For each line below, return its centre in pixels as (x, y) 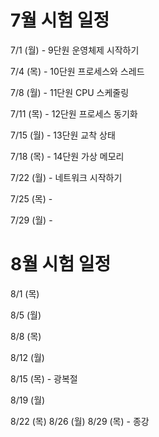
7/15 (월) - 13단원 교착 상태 (63, 135)
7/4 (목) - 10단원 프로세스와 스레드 (77, 71)
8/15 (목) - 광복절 (44, 378)
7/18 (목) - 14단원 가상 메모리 (67, 156)
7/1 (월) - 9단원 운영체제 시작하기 (75, 50)
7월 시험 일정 (60, 20)
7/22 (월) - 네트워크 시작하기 (66, 177)
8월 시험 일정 (61, 264)
